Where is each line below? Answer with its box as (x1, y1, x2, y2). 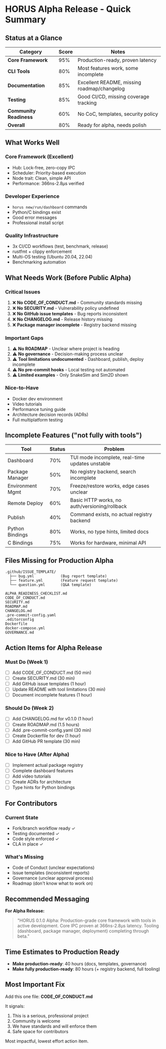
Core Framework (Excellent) (5, 153, 74, 160)
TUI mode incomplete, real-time (70, 454, 145, 461)
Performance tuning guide (12, 406, 66, 412)
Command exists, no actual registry (70, 511, 152, 518)
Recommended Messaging (5, 895, 90, 903)
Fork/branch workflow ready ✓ (12, 825, 76, 831)
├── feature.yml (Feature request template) (9, 578, 119, 583)
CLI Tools (7, 68, 31, 75)
